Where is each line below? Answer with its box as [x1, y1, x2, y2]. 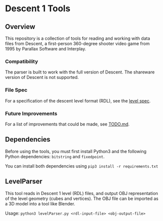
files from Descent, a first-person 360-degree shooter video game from [5, 41, 150, 47]
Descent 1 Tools [5, 3, 70, 14]
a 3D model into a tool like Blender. [5, 200, 75, 206]
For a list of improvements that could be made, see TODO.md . [5, 121, 130, 127]
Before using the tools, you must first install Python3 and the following [5, 148, 147, 154]
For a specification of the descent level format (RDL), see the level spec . [5, 98, 151, 103]
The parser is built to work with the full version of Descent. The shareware [5, 69, 155, 75]
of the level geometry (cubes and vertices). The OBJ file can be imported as [5, 196, 159, 201]
